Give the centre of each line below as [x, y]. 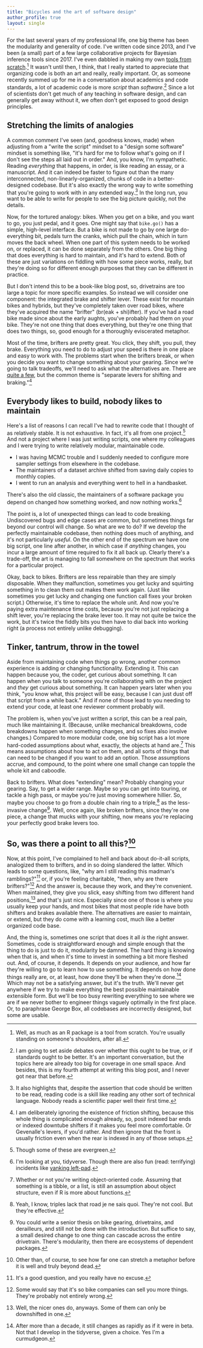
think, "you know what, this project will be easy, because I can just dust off [100, 694]
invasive [17, 810]
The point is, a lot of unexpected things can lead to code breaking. [89, 513]
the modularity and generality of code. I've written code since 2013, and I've [101, 47]
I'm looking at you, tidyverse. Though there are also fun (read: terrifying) [105, 1162]
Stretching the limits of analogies [70, 125]
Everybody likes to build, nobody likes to [85, 401]
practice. [18, 275]
